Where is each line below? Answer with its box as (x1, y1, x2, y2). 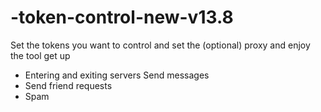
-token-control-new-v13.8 (10, 6, 234, 29)
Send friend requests (24, 79, 113, 91)
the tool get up (10, 49, 71, 61)
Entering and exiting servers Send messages (24, 69, 210, 81)
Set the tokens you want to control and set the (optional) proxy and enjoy (10, 39, 311, 51)
